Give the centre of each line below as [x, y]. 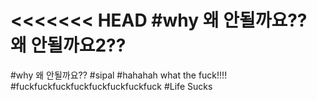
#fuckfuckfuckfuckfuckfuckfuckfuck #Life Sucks [111, 86]
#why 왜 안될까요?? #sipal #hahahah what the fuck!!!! [119, 75]
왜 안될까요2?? [68, 45]
